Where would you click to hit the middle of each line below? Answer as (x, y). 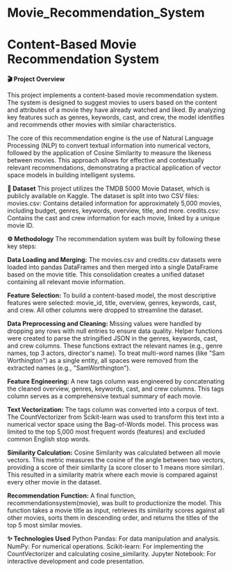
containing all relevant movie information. (66, 282)
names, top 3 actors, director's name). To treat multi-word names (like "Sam (116, 353)
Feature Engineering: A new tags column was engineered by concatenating (116, 382)
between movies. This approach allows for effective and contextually (106, 161)
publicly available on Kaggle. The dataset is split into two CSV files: (103, 196)
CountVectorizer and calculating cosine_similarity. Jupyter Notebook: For (112, 554)
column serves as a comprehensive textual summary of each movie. (105, 396)
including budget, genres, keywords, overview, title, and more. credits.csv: (114, 211)
